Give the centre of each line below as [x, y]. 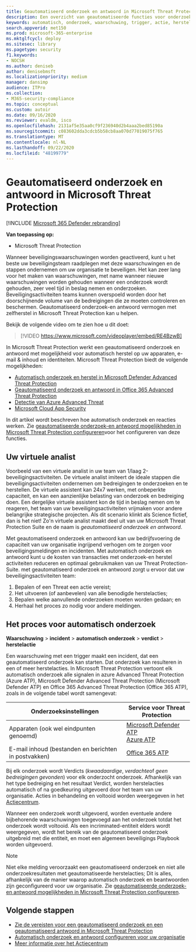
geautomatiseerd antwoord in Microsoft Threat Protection [84, 931]
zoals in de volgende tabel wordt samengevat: [62, 693]
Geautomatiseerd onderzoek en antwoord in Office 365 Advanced [94, 390]
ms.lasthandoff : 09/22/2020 [40, 148]
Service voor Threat [157, 708]
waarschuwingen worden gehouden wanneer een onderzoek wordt [87, 282]
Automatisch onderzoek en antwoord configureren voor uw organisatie [100, 937]
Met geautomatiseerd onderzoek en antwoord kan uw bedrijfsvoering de [93, 538]
